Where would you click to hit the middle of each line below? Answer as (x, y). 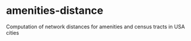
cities (13, 32)
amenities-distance (55, 11)
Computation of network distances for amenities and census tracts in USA (95, 27)
